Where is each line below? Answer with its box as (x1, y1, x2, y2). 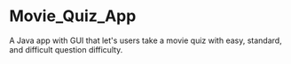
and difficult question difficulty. (9, 44, 123, 54)
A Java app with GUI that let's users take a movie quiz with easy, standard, (9, 35, 282, 46)
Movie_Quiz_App (9, 6, 137, 26)
